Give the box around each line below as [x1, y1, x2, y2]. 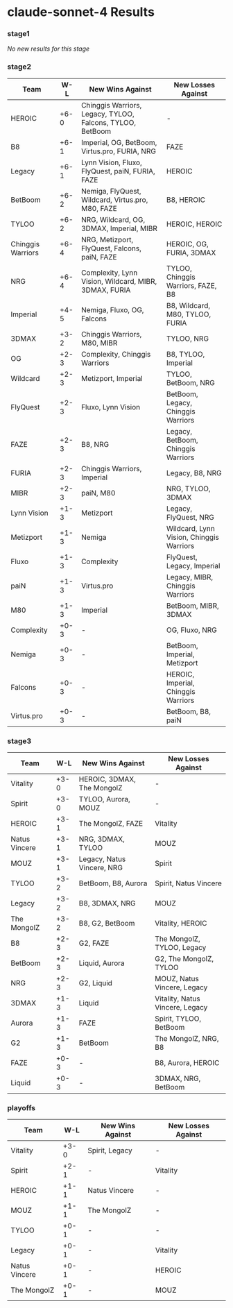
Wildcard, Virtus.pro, [80, 195, 148, 205]
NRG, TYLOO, [166, 484, 211, 493]
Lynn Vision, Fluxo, [80, 158, 142, 167]
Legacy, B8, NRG [166, 468, 222, 477]
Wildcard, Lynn [166, 523, 215, 533]
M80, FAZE [80, 203, 118, 213]
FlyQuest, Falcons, [80, 244, 142, 253]
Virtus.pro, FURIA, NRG [80, 146, 156, 156]
